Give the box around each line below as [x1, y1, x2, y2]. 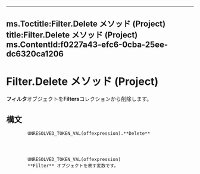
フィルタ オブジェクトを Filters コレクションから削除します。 [6, 96, 152, 103]
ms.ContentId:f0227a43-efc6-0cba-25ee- [6, 40, 168, 50]
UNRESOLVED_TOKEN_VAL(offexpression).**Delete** [27, 131, 151, 137]
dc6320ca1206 [6, 49, 64, 59]
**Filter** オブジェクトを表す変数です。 [27, 163, 119, 169]
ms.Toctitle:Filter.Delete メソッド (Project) [6, 19, 165, 29]
